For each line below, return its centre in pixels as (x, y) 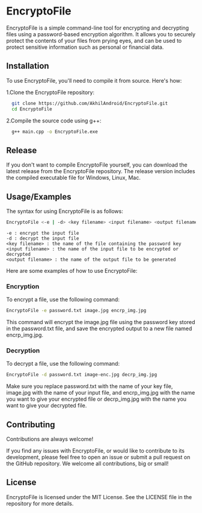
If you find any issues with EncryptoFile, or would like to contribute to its (96, 451)
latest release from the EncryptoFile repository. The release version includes (101, 171)
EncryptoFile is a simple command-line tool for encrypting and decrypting (98, 28)
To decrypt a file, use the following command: (63, 364)
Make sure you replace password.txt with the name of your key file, (90, 386)
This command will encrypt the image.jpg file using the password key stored (101, 322)
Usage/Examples (39, 196)
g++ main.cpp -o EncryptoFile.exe (55, 132)
